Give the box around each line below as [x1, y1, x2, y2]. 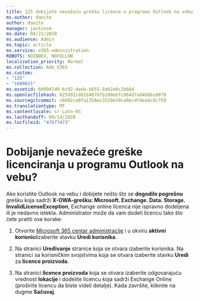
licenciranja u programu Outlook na [6, 158, 185, 172]
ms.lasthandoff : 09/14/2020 [6, 114, 76, 120]
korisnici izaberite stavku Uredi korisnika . [14, 234, 117, 241]
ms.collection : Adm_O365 [6, 64, 68, 70]
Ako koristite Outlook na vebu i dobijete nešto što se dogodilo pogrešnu [6, 190, 183, 197]
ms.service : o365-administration [6, 48, 89, 54]
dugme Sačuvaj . [14, 288, 56, 296]
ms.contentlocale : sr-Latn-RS [6, 108, 82, 114]
